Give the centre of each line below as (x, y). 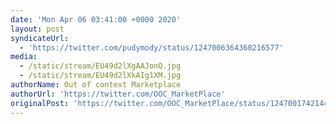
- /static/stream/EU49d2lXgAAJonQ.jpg (100, 66)
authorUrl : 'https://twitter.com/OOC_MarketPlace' (118, 94)
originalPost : (40, 103)
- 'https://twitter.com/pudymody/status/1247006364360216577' (151, 47)
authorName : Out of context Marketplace (96, 85)
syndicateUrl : (40, 38)
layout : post (37, 29)
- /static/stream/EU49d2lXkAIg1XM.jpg (100, 76)
